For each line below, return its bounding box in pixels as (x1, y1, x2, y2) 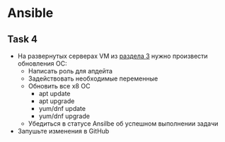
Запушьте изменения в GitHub (17, 127, 110, 135)
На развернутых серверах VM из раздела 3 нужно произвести (17, 52, 208, 60)
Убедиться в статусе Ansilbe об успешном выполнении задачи (28, 119, 219, 128)
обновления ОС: (17, 59, 67, 68)
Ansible (7, 5, 54, 21)
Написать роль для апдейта (28, 67, 113, 75)
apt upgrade (38, 97, 75, 105)
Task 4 (7, 33, 37, 45)
